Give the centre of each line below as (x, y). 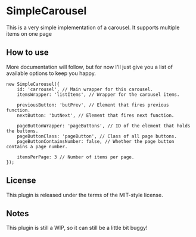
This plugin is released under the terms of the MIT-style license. (85, 195)
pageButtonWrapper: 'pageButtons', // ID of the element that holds (104, 126)
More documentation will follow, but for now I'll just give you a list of (89, 67)
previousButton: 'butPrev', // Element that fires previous (93, 105)
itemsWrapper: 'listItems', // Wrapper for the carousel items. (98, 94)
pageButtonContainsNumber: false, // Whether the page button (96, 141)
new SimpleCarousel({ (33, 84)
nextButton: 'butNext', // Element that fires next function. (96, 115)
